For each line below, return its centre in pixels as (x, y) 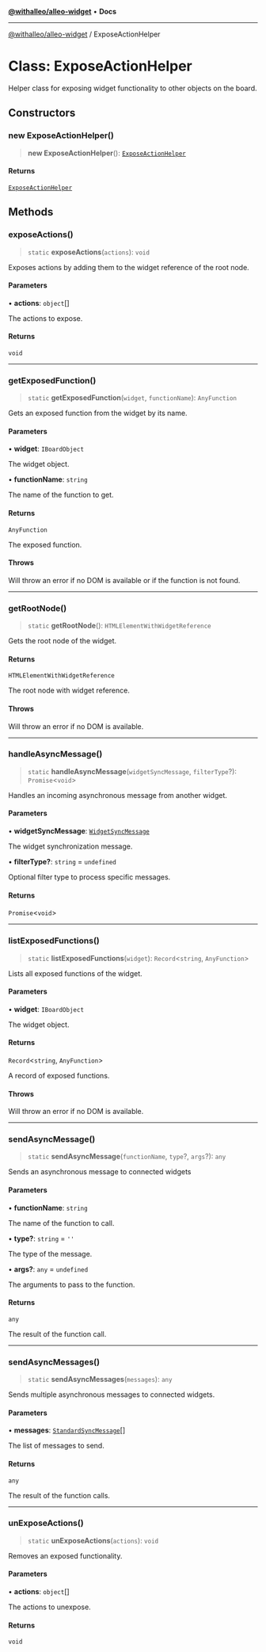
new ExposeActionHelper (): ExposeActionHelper (106, 153)
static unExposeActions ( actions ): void (93, 1540)
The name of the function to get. (61, 495)
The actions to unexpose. (49, 1607)
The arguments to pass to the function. (72, 1284)
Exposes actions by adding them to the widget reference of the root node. (129, 267)
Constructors (42, 113)
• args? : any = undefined (48, 1269)
